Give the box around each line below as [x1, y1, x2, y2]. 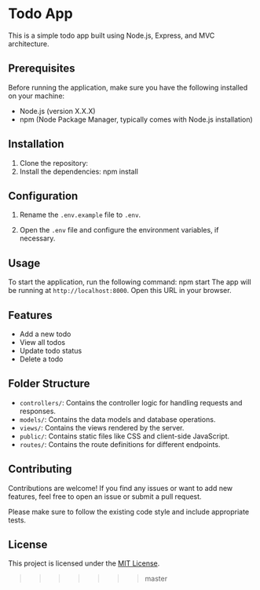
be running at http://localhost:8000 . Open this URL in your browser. [8, 286, 232, 295]
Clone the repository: [19, 158, 89, 167]
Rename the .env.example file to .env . [19, 210, 141, 220]
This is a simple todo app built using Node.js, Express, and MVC [8, 31, 215, 40]
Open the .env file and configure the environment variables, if [19, 225, 219, 235]
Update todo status [19, 346, 82, 355]
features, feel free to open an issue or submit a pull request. [8, 492, 202, 501]
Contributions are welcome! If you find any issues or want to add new [8, 483, 233, 493]
